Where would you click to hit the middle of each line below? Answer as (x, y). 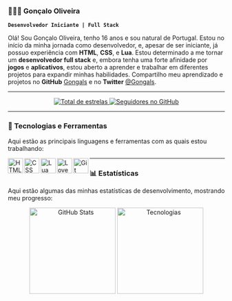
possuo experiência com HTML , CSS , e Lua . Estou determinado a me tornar (116, 53)
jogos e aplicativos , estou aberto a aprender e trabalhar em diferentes (108, 68)
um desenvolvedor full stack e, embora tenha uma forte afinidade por (108, 60)
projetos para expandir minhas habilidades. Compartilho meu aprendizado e (115, 74)
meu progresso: (30, 198)
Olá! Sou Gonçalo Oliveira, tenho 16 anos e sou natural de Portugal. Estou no (116, 38)
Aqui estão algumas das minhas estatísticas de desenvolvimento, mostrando (116, 190)
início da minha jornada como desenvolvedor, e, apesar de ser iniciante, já (113, 45)
